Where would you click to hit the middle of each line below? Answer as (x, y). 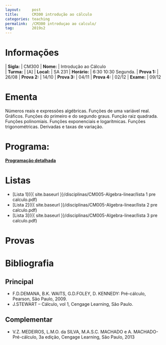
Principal (19, 282)
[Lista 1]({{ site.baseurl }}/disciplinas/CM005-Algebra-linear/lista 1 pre (84, 194)
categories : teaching (28, 19)
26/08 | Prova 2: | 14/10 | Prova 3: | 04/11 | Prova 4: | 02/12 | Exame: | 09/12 (83, 77)
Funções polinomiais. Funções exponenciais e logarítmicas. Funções (75, 121)
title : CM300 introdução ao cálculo (49, 14)
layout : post (23, 10)
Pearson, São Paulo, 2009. (40, 299)
